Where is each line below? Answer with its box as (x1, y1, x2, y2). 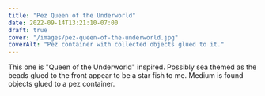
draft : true (8, 26, 47, 34)
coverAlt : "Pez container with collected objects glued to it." (8, 41, 225, 49)
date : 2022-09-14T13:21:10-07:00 (8, 19, 119, 27)
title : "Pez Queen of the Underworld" (8, 11, 136, 20)
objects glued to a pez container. (8, 79, 115, 89)
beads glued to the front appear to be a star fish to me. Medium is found (8, 71, 244, 80)
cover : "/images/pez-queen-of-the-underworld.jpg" (8, 33, 179, 42)
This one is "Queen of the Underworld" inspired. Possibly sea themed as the (8, 62, 257, 72)
